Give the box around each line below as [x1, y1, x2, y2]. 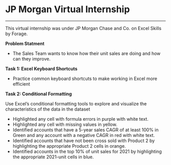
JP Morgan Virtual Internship [5, 4, 130, 15]
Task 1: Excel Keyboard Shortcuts [5, 65, 78, 72]
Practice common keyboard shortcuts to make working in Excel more [12, 75, 158, 81]
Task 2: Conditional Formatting [5, 91, 72, 97]
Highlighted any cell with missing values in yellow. [12, 121, 118, 127]
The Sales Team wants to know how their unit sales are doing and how [12, 50, 161, 57]
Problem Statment [5, 40, 45, 46]
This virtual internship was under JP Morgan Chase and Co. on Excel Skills [5, 25, 162, 31]
